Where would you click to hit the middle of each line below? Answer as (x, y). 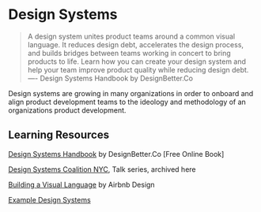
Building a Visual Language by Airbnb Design (82, 184)
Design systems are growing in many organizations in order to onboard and (131, 93)
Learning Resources (59, 135)
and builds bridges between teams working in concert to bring (129, 53)
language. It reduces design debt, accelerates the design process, (135, 44)
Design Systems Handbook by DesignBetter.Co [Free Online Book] (116, 154)
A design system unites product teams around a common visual (131, 36)
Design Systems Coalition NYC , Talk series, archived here (102, 169)
